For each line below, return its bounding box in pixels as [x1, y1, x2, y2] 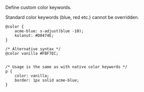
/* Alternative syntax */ [5, 47, 61, 52]
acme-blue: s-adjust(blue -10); [14, 29, 84, 34]
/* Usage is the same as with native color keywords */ [5, 64, 128, 70]
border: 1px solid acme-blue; [14, 78, 80, 83]
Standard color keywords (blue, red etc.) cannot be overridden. [5, 14, 139, 20]
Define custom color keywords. [5, 5, 72, 10]
